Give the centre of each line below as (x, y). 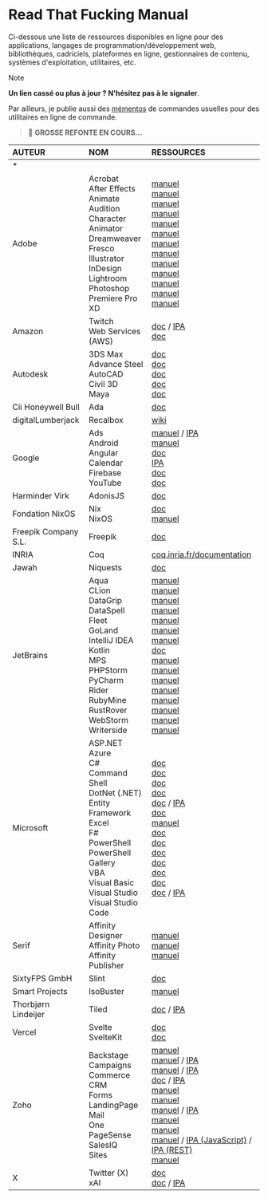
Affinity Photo (114, 945)
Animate (104, 199)
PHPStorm (108, 670)
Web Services (115, 331)
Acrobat (104, 179)
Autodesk (30, 374)
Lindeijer (29, 1014)
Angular (103, 452)
